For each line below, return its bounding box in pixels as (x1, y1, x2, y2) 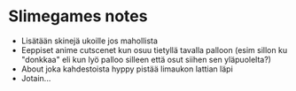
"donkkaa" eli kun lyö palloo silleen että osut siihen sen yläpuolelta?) (20, 54, 272, 64)
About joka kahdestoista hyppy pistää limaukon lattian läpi (20, 64, 234, 74)
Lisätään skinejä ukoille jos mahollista (20, 35, 159, 46)
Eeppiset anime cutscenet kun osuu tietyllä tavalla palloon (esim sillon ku (20, 44, 288, 55)
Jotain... (20, 72, 51, 83)
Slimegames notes (8, 6, 148, 27)
